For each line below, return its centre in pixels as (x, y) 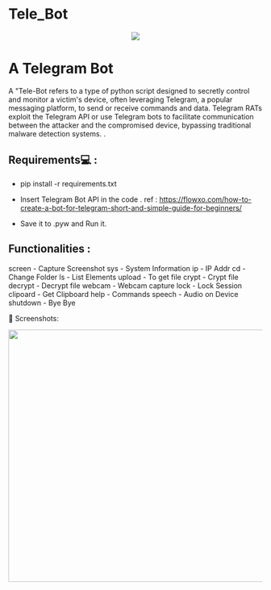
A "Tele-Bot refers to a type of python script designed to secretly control (129, 90)
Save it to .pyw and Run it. (63, 224)
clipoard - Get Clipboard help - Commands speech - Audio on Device (123, 294)
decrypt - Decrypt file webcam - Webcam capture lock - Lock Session (125, 285)
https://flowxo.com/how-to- (205, 199)
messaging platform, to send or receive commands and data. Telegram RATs (135, 108)
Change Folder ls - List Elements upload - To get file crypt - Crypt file (124, 277)
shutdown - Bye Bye (42, 303)
